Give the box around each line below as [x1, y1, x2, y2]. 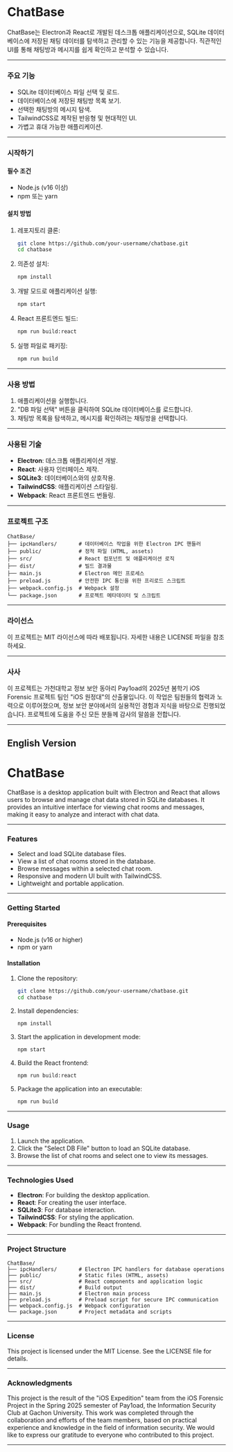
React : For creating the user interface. [17, 1198, 127, 1207]
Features [7, 834, 38, 844]
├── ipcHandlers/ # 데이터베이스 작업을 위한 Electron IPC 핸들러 [7, 540, 201, 547]
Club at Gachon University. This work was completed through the [7, 1408, 194, 1417]
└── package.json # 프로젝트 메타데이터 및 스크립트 [7, 592, 161, 599]
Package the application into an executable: [17, 1084, 142, 1093]
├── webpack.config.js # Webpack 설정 [7, 584, 120, 592]
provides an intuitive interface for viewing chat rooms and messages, [7, 803, 205, 811]
